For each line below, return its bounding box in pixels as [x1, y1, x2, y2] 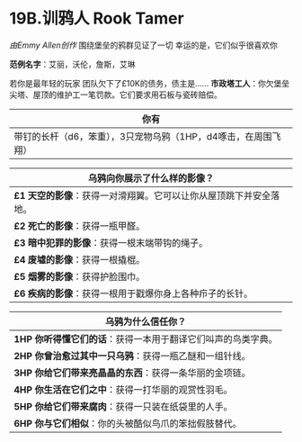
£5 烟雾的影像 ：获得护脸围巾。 [13, 270, 146, 283]
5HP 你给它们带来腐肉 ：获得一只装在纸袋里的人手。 [13, 400, 233, 412]
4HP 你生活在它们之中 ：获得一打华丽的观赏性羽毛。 [13, 383, 233, 396]
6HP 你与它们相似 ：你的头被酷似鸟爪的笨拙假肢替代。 [13, 417, 242, 429]
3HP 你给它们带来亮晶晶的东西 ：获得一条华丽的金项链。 [13, 366, 251, 379]
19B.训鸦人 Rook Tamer [9, 8, 184, 29]
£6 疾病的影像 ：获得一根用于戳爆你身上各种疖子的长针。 [13, 287, 253, 300]
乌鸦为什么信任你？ [104, 315, 187, 328]
